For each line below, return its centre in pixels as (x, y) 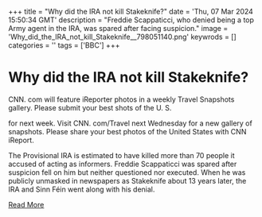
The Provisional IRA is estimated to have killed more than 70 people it (121, 155)
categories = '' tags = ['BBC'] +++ (64, 45)
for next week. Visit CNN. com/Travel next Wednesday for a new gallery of (130, 123)
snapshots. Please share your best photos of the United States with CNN (127, 131)
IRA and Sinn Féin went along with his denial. (82, 189)
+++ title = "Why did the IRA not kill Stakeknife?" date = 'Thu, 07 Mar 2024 (131, 12)
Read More (26, 204)
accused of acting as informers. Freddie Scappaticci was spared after (123, 164)
